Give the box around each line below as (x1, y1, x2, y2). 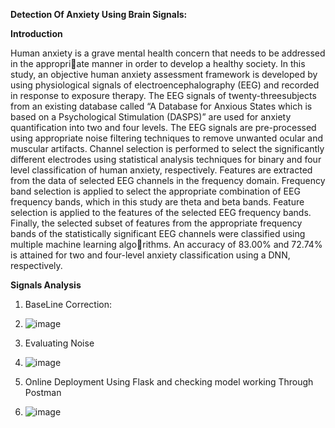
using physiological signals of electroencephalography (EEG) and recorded (10, 79, 320, 91)
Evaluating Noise (24, 337, 95, 349)
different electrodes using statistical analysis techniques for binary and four (10, 154, 322, 165)
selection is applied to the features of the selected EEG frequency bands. (10, 207, 312, 218)
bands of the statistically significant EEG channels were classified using (10, 228, 306, 239)
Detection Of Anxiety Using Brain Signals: (10, 9, 188, 20)
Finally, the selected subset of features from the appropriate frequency (10, 217, 303, 229)
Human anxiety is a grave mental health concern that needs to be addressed (10, 47, 326, 59)
